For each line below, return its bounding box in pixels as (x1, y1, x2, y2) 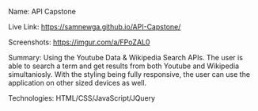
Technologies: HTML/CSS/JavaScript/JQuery (8, 94, 156, 102)
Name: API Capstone (8, 7, 77, 16)
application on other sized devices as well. (8, 78, 147, 87)
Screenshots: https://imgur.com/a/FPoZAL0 (8, 37, 150, 47)
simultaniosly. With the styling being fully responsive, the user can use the (8, 70, 251, 78)
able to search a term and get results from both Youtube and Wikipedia (8, 61, 240, 71)
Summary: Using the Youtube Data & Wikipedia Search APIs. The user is (8, 53, 244, 62)
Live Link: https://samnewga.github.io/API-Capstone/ (8, 22, 181, 31)
